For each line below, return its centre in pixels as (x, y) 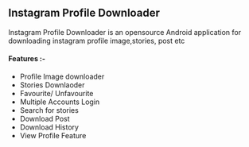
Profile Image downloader (62, 77)
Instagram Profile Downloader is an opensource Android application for (125, 32)
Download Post (45, 119)
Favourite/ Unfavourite (56, 94)
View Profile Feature (53, 136)
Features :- (27, 59)
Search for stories (49, 110)
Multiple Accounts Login (60, 102)
